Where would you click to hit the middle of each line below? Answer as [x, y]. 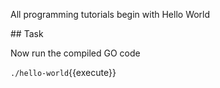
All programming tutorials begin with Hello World [110, 14]
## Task [27, 33]
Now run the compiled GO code [75, 53]
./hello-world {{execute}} [63, 72]
